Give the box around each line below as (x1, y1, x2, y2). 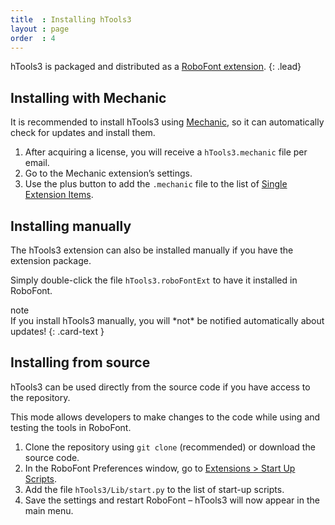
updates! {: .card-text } (10, 326, 105, 337)
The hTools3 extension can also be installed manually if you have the (10, 244, 294, 256)
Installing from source (10, 354, 151, 371)
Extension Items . (24, 189, 94, 201)
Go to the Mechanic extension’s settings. (24, 167, 193, 180)
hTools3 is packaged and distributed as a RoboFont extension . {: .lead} (10, 61, 302, 73)
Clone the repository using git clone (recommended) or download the (24, 441, 316, 453)
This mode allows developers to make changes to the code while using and (10, 411, 321, 423)
